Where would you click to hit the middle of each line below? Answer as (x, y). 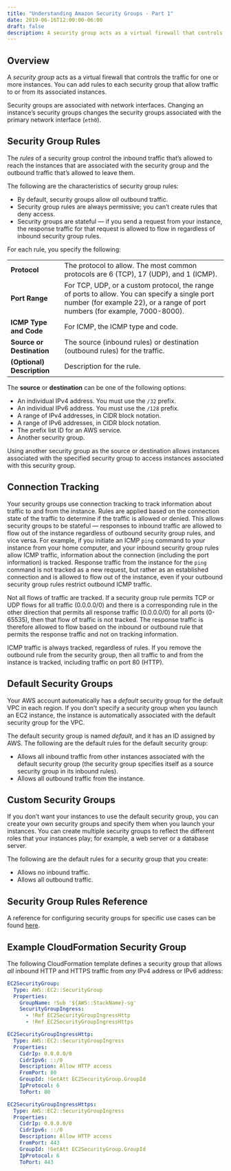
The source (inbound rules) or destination (132, 342)
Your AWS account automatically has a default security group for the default (115, 701)
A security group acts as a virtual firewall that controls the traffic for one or (113, 77)
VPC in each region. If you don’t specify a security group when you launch (112, 707)
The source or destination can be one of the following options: (97, 387)
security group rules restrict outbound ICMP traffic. (80, 584)
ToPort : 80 (35, 1092)
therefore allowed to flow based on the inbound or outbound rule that (105, 627)
